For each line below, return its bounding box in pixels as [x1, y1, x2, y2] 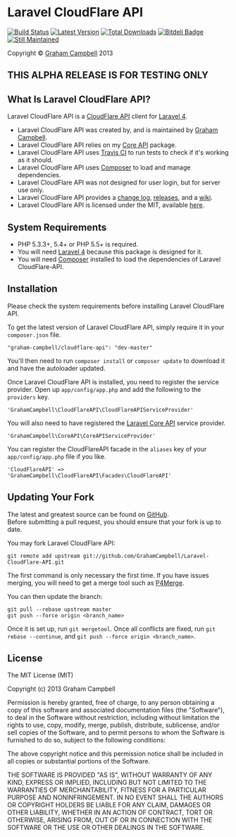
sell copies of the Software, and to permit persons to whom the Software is [7, 728, 225, 737]
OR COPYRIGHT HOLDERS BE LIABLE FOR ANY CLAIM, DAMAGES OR [7, 801, 211, 809]
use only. [17, 186, 44, 194]
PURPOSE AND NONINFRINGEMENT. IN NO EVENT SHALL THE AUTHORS [7, 793, 224, 802]
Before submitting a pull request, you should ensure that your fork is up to [7, 517, 222, 526]
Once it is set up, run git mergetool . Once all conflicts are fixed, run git [7, 624, 216, 633]
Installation [7, 283, 58, 295]
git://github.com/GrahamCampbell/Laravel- [82, 552, 210, 559]
